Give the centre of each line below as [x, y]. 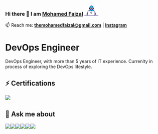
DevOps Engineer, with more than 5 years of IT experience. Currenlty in [79, 61]
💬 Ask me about [30, 114]
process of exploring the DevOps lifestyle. [49, 67]
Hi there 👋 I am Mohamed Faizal [44, 14]
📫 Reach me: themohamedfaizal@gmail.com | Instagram [66, 25]
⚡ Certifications [30, 83]
